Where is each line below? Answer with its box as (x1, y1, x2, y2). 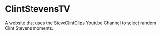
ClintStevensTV (5, 3, 70, 15)
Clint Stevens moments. (5, 25, 53, 31)
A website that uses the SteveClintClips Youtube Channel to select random (5, 20, 157, 26)
